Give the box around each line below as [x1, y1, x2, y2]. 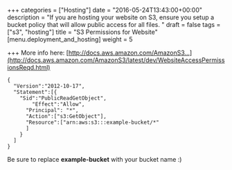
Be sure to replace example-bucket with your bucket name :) [7, 155, 182, 163]
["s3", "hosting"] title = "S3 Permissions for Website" [7, 28, 158, 36]
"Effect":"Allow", [32, 101, 85, 108]
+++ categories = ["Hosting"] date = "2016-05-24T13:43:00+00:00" [7, 6, 203, 14]
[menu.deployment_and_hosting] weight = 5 [7, 35, 133, 44]
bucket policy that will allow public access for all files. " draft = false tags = [7, 21, 221, 28]
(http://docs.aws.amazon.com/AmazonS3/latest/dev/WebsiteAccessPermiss [7, 56, 225, 64]
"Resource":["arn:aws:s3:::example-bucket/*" [25, 119, 159, 126]
